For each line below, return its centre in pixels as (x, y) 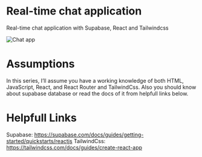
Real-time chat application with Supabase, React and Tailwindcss (87, 28)
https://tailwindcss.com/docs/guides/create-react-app (74, 147)
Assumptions (41, 64)
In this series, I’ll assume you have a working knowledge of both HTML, (95, 80)
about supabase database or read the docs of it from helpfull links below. (97, 93)
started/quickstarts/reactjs (39, 141)
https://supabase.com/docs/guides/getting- (89, 135)
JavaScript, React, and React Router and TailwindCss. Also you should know (101, 87)
